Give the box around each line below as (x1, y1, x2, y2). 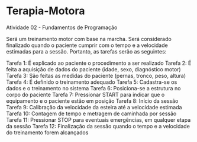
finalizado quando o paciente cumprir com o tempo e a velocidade (6, 42, 168, 49)
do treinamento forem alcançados (6, 129, 89, 136)
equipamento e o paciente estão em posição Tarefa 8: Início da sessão (6, 97, 179, 105)
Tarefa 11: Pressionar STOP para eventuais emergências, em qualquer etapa (6, 116, 191, 123)
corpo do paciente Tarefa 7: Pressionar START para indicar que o (6, 91, 165, 98)
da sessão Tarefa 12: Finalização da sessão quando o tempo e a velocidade (6, 122, 190, 130)
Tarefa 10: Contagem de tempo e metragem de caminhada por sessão (6, 110, 177, 117)
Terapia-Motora (6, 4, 85, 18)
